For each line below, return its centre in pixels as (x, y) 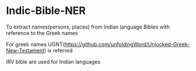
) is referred (58, 50)
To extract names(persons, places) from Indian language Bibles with (88, 27)
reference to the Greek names (42, 33)
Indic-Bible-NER (46, 11)
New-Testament (25, 50)
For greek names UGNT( (36, 44)
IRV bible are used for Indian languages (53, 62)
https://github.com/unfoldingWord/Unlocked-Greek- (127, 44)
